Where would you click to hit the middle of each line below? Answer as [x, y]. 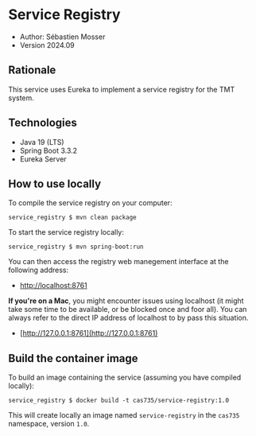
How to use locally [55, 183]
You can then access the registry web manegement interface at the [118, 262]
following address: [39, 270]
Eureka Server [43, 159]
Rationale [32, 70]
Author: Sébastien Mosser [62, 37]
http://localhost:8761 [53, 286]
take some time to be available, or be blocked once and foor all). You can [128, 309]
